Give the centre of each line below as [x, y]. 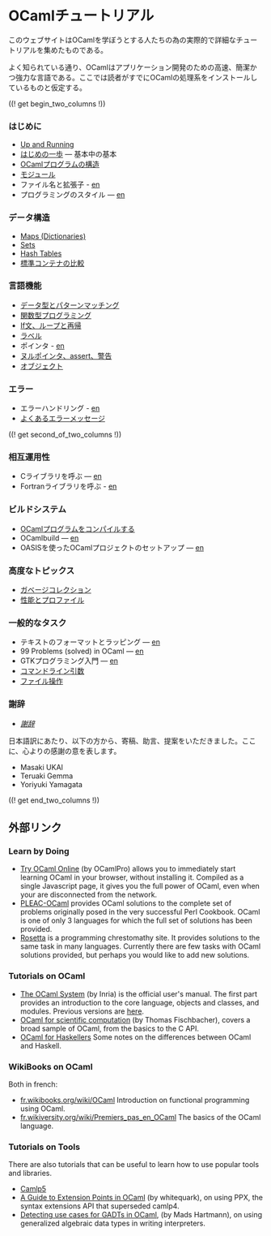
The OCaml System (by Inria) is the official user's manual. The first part [138, 993]
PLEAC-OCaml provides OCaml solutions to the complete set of [126, 903]
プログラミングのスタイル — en [72, 195]
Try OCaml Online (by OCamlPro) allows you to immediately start [128, 869]
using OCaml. [43, 1109]
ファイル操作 [41, 681]
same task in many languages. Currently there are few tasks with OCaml [140, 946]
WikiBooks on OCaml [51, 1066]
